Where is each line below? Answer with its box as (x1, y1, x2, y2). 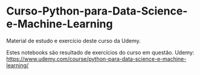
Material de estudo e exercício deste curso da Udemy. (6, 37, 141, 44)
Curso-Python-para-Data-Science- (6, 4, 188, 18)
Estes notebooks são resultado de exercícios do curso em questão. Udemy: (6, 48, 195, 56)
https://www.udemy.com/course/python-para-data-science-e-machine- (6, 55, 187, 62)
